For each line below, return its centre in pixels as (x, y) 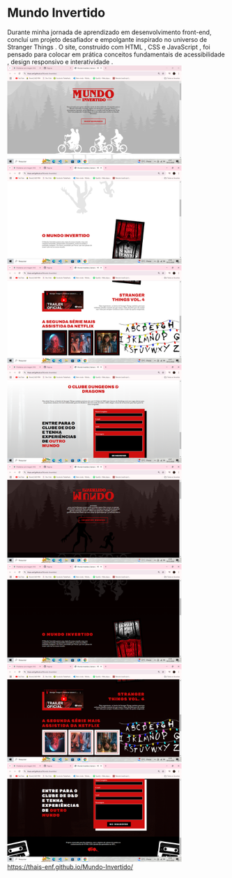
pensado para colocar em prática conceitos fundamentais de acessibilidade (116, 54)
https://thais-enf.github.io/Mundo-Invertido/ (70, 867)
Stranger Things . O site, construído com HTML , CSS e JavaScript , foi (109, 47)
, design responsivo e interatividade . (60, 61)
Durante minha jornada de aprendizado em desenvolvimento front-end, (109, 32)
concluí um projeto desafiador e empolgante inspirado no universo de (107, 39)
